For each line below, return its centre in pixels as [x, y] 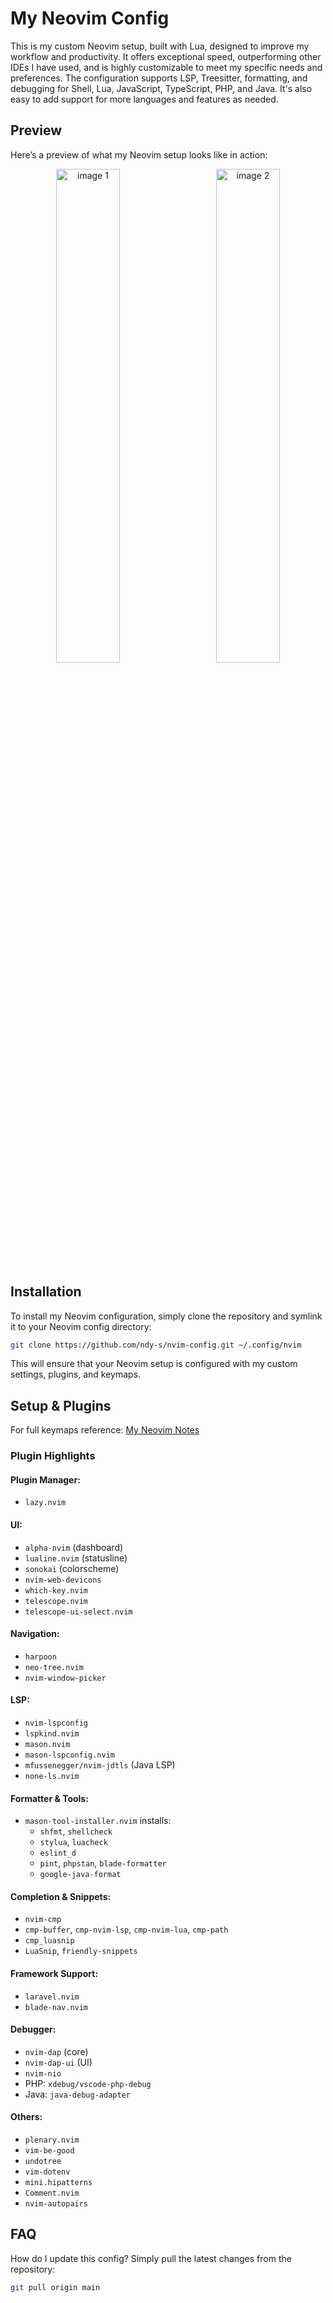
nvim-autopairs [56, 2204]
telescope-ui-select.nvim [78, 1612]
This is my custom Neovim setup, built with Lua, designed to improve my [160, 46]
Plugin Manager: [45, 1479]
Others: [26, 2117]
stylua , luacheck [73, 1842]
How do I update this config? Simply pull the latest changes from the [151, 2258]
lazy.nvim [45, 1503]
